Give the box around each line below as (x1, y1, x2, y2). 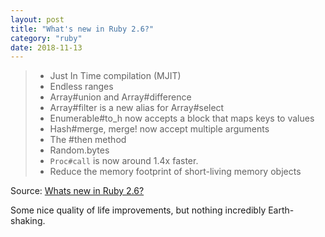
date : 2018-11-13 (10, 42, 83, 53)
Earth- (268, 204, 295, 216)
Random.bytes (49, 144, 110, 156)
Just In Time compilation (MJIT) (49, 70, 182, 82)
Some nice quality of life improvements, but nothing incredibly (10, 204, 267, 216)
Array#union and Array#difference (49, 91, 192, 103)
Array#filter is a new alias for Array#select (49, 102, 225, 114)
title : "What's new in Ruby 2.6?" (10, 24, 155, 34)
